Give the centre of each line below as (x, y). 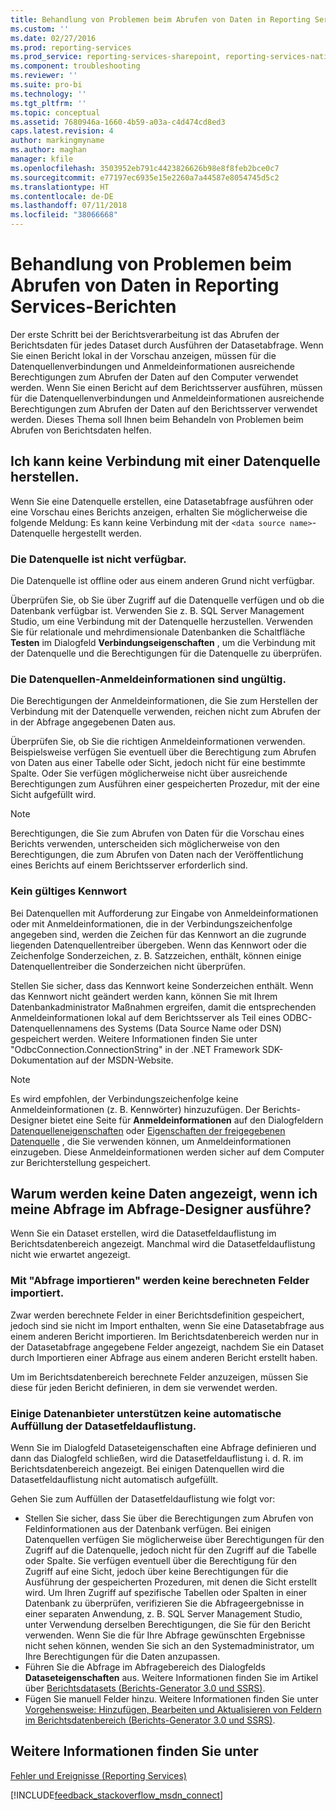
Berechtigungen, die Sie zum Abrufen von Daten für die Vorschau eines (157, 833)
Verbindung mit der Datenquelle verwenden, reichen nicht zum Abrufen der (165, 712)
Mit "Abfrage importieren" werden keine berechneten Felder (160, 1281)
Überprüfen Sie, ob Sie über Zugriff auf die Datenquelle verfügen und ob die (167, 600)
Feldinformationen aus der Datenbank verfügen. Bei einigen (148, 1529)
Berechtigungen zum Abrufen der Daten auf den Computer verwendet (154, 377)
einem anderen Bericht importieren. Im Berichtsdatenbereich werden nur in (164, 1336)
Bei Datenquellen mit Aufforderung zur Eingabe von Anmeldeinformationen (164, 913)
